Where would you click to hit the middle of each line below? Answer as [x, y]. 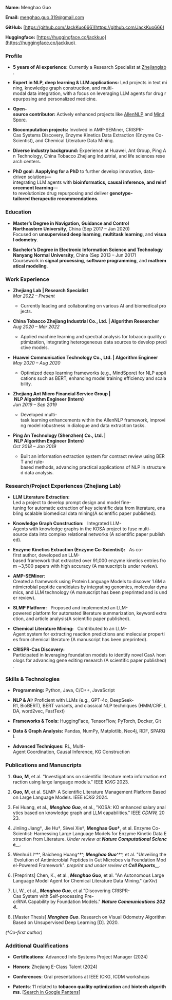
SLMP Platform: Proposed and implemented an [64, 608]
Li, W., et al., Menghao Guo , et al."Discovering [62, 891]
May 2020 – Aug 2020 [36, 363]
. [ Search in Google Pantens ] [50, 992]
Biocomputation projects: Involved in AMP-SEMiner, [69, 130]
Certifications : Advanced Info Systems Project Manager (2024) [80, 957]
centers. [32, 162]
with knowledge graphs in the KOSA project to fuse [83, 529]
